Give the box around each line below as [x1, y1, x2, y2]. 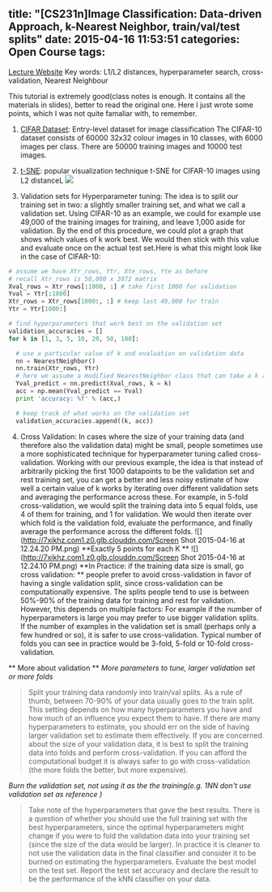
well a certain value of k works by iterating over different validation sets [19, 483, 259, 493]
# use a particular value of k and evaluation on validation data [15, 349, 244, 357]
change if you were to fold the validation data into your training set [28, 830, 250, 840]
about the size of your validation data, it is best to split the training [28, 739, 249, 748]
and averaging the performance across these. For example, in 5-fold [19, 492, 249, 502]
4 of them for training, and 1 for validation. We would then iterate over [19, 509, 253, 519]
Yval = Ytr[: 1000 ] [8, 290, 70, 298]
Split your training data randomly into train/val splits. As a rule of [28, 687, 243, 697]
